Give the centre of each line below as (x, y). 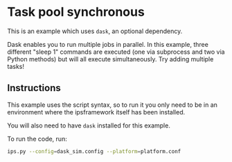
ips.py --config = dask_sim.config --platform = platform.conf (94, 151)
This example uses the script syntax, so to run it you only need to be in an (113, 105)
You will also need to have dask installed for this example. (89, 125)
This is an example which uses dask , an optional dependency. (95, 31)
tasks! (16, 66)
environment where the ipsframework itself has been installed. (96, 112)
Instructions (34, 88)
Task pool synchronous (76, 12)
